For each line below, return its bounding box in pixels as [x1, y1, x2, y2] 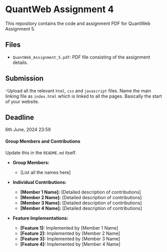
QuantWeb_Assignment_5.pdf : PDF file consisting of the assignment [12, 54, 151, 60]
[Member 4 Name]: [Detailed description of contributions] [20, 205, 142, 211]
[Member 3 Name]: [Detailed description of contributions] [20, 200, 142, 206]
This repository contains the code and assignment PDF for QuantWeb [5, 20, 151, 26]
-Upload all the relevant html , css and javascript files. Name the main [5, 87, 151, 93]
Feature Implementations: [12, 215, 69, 221]
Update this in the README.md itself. [5, 149, 77, 155]
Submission [5, 74, 44, 83]
